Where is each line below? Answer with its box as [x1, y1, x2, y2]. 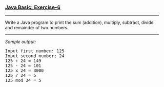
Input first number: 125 [5, 48, 64, 54]
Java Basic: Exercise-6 [5, 4, 61, 11]
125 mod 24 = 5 [5, 78, 41, 83]
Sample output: [5, 39, 36, 45]
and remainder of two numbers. [5, 25, 69, 31]
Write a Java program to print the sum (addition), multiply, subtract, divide [5, 20, 154, 25]
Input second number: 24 [5, 53, 64, 59]
